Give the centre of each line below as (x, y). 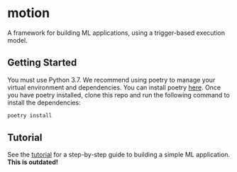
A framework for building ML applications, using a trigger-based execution (116, 33)
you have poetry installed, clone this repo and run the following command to (119, 95)
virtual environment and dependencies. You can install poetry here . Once (114, 87)
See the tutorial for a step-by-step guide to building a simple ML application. (119, 155)
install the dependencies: (44, 102)
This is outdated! (33, 162)
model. (17, 40)
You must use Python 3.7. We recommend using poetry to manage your (111, 80)
